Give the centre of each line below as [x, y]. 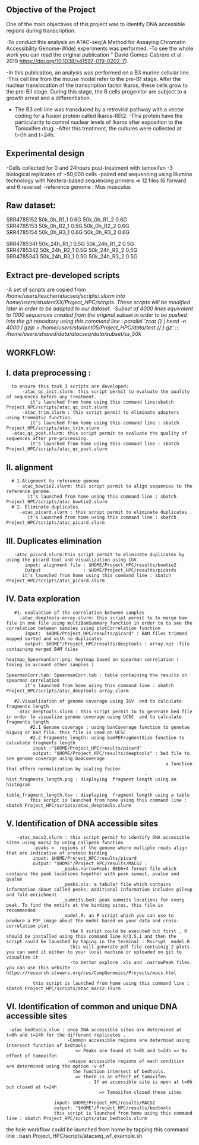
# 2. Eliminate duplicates [45, 507]
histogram [18, 784]
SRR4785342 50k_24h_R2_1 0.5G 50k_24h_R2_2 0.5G [72, 250]
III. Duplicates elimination [54, 541]
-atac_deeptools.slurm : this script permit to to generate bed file [105, 712]
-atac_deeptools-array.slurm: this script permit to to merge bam [103, 618]
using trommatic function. [40, 418]
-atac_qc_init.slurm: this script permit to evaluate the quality [106, 392]
